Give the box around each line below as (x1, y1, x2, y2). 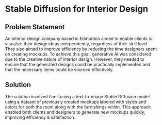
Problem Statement (5, 23, 65, 31)
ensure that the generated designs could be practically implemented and (5, 62, 150, 67)
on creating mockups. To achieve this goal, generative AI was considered (5, 51, 152, 57)
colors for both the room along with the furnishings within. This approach (5, 104, 151, 110)
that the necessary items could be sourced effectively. (5, 67, 114, 72)
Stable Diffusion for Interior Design (5, 3, 148, 15)
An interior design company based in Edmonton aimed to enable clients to (5, 36, 153, 41)
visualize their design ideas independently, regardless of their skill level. (5, 41, 149, 47)
